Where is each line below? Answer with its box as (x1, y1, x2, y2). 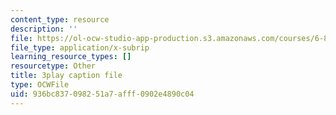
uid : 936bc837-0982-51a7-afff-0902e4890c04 (10, 89, 195, 99)
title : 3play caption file (10, 71, 123, 81)
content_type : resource (10, 14, 110, 25)
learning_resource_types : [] (10, 52, 132, 62)
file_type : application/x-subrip (10, 42, 150, 53)
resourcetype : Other (10, 61, 97, 71)
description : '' (10, 24, 78, 34)
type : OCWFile (10, 80, 70, 90)
